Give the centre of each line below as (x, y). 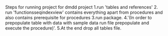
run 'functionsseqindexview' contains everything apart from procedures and (84, 12)
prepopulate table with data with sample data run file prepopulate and (77, 23)
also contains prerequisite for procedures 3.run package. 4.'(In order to (78, 18)
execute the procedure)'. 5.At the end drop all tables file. (63, 28)
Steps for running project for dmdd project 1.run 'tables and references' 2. (81, 7)
